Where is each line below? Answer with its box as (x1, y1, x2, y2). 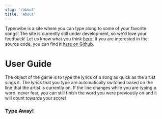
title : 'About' (5, 12, 36, 17)
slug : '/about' (5, 7, 36, 12)
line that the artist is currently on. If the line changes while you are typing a (5, 85, 156, 91)
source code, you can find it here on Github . (5, 41, 94, 47)
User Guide (5, 58, 52, 69)
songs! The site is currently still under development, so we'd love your (5, 30, 147, 36)
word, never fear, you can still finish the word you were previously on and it (5, 90, 157, 96)
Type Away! (5, 108, 34, 115)
